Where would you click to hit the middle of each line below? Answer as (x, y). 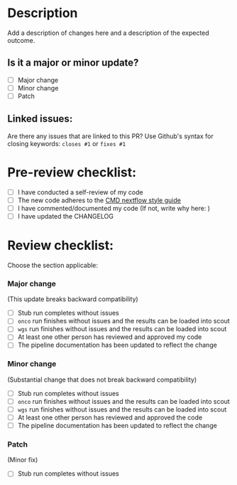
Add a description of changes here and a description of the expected (108, 33)
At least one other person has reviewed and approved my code (110, 337)
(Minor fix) (23, 460)
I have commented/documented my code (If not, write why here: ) (114, 208)
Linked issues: (40, 119)
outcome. (21, 40)
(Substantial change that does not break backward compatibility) (102, 380)
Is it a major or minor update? (73, 63)
